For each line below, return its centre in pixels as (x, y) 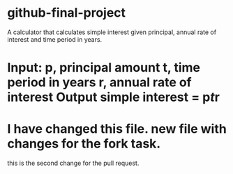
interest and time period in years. (55, 39)
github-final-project (67, 13)
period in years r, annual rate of (99, 82)
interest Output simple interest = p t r (113, 97)
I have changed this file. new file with (117, 129)
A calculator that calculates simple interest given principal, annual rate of (112, 32)
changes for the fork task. (84, 144)
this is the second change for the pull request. (73, 163)
